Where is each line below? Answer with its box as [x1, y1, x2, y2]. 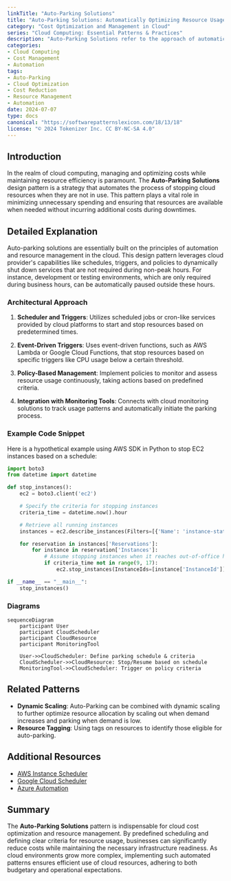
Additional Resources [7, 751, 101, 763]
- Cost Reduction [7, 87, 57, 94]
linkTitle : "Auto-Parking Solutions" [7, 10, 115, 17]
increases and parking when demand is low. [16, 717, 142, 725]
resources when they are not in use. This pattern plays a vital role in [7, 191, 199, 200]
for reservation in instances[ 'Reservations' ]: [19, 540, 158, 547]
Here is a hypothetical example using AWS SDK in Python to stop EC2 [7, 445, 204, 453]
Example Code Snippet [7, 429, 85, 438]
